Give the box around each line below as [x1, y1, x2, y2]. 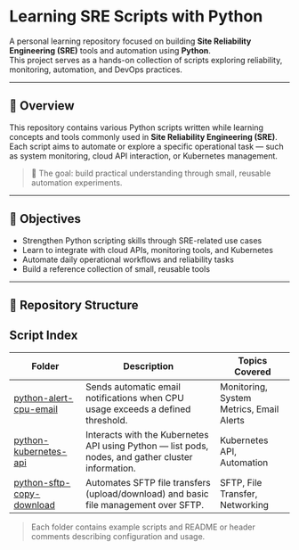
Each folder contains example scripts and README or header [30, 521, 256, 532]
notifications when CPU [85, 391, 184, 404]
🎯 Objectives [9, 211, 82, 226]
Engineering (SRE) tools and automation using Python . [9, 45, 212, 55]
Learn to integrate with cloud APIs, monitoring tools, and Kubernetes [21, 244, 274, 255]
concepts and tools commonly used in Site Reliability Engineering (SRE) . [9, 131, 278, 142]
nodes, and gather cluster [85, 450, 193, 463]
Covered [234, 365, 271, 378]
